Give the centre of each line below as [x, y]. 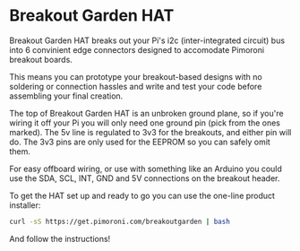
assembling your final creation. [66, 96]
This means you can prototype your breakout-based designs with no [136, 76]
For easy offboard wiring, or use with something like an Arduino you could [146, 169]
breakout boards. [41, 59]
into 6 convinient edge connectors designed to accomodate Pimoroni [137, 49]
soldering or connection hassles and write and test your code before [136, 86]
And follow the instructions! [60, 238]
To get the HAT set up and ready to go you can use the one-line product [142, 195]
